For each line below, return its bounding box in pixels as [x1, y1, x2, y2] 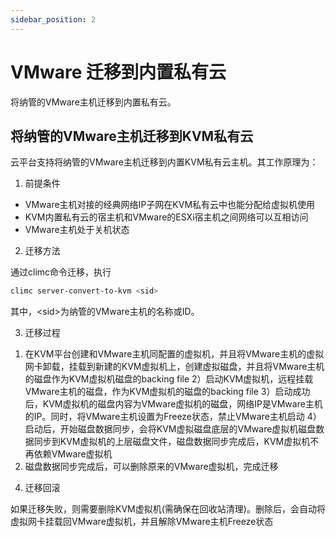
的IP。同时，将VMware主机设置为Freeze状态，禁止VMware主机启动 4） [24, 411, 322, 423]
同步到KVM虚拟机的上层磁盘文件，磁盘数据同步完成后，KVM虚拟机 [33, 436, 311, 448]
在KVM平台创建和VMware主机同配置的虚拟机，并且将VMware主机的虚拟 [24, 348, 325, 360]
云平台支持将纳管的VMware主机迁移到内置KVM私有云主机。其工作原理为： [10, 156, 319, 168]
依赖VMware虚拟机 [33, 448, 113, 460]
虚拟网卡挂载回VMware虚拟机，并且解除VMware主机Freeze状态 [10, 516, 274, 528]
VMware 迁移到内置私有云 [10, 61, 227, 83]
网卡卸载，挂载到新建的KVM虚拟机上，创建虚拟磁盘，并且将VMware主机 [24, 361, 325, 373]
